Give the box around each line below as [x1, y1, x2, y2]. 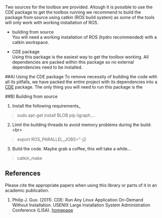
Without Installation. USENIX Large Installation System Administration [12, 202, 150, 208]
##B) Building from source [5, 93, 58, 99]
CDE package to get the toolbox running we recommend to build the [5, 9, 141, 15]
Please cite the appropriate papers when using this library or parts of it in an [5, 182, 157, 188]
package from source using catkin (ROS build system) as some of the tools [5, 15, 155, 20]
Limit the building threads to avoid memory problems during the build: [12, 122, 152, 127]
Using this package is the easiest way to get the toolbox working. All [12, 54, 149, 60]
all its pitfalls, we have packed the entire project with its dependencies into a [5, 79, 158, 85]
